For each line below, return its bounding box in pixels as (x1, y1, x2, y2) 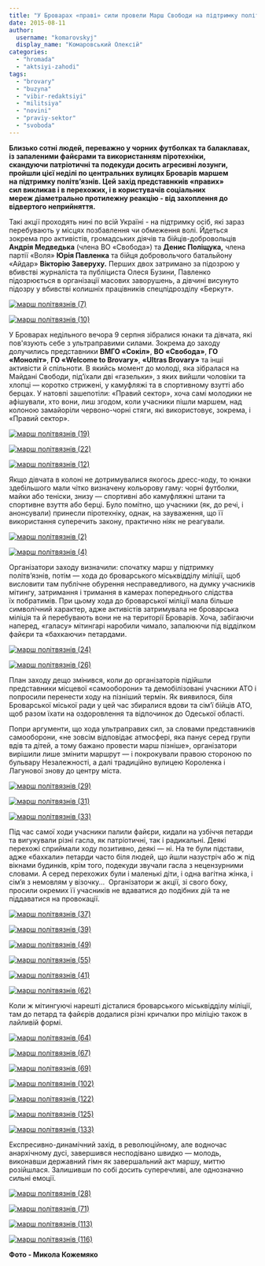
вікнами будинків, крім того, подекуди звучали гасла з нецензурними (9, 860, 244, 869)
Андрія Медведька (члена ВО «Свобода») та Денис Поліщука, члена (9, 242, 246, 251)
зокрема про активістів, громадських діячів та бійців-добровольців (9, 233, 237, 243)
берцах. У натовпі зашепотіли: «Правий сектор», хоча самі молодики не (9, 388, 252, 398)
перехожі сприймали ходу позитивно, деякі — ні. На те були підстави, (9, 843, 245, 853)
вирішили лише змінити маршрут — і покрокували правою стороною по (9, 749, 252, 758)
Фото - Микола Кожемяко (9, 1249, 98, 1259)
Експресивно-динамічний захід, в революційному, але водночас (9, 1140, 227, 1149)
